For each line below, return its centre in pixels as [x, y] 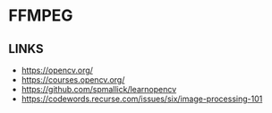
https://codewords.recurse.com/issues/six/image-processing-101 [142, 99]
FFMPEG [41, 16]
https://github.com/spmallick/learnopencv [99, 89]
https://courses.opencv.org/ [73, 80]
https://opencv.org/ [57, 70]
